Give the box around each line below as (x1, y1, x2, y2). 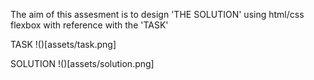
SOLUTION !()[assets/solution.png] (10, 58, 155, 69)
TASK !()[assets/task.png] (10, 39, 117, 50)
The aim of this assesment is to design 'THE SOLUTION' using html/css (10, 9, 305, 20)
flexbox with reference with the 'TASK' (10, 19, 169, 31)
